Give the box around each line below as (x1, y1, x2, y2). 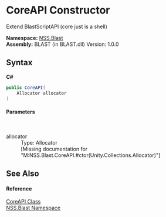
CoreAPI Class (6, 198, 41, 205)
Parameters (6, 108, 35, 115)
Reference (6, 185, 32, 192)
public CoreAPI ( (6, 85, 46, 91)
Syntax (6, 58, 33, 68)
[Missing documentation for (21, 145, 88, 152)
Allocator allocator (16, 90, 67, 96)
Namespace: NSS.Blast (6, 34, 63, 41)
